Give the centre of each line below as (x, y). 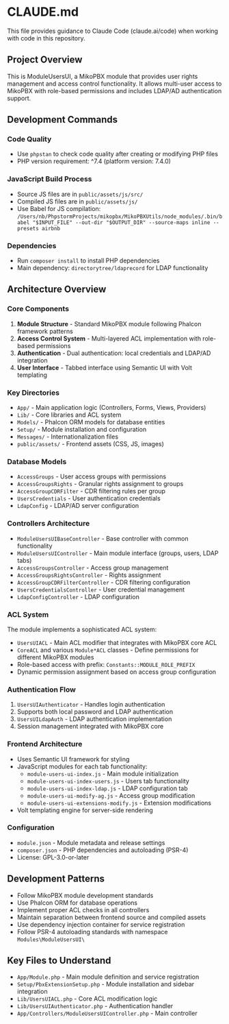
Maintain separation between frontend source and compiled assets (111, 917)
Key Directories (33, 393)
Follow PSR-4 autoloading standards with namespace (92, 931)
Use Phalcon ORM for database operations (77, 903)
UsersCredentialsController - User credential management (101, 589)
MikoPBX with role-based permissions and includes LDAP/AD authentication (114, 90)
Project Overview (45, 60)
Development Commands (63, 120)
